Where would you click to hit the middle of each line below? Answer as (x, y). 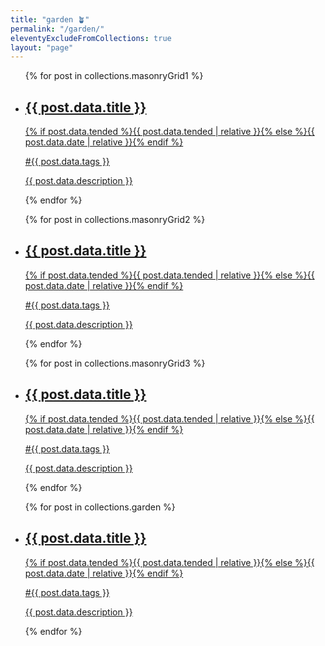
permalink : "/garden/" (57, 29)
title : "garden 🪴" (50, 19)
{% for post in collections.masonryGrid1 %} (114, 76)
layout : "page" (42, 47)
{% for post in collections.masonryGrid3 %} (115, 363)
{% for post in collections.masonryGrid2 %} (115, 220)
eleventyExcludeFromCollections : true (91, 38)
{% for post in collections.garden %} (100, 507)
